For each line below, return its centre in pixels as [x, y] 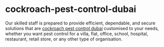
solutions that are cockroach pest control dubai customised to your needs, [82, 28]
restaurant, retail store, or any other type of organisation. [64, 39]
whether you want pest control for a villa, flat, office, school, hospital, [77, 33]
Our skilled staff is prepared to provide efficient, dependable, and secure [80, 23]
